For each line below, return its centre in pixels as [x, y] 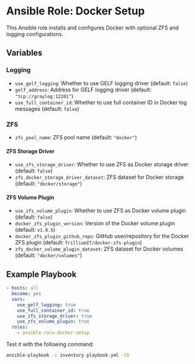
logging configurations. [35, 34]
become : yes [27, 294]
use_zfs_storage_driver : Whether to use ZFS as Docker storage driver [102, 165]
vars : [19, 299]
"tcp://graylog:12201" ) [44, 96]
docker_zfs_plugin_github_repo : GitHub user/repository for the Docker [102, 236]
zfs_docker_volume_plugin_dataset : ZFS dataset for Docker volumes [99, 249]
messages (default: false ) [47, 109]
